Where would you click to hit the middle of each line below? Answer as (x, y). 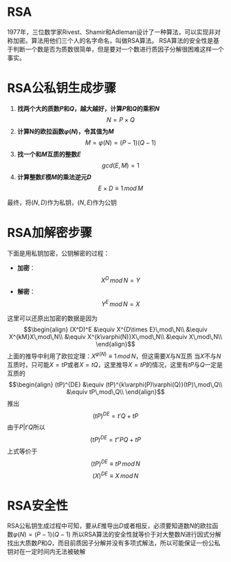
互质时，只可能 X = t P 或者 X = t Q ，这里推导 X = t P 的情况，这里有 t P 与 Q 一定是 (115, 364)
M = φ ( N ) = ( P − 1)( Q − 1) (121, 143)
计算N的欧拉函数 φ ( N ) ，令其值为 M (65, 131)
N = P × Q (121, 119)
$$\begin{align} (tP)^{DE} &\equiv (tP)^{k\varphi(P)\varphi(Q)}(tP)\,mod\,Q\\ (115, 384)
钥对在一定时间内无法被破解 (46, 552)
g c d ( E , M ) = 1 (121, 165)
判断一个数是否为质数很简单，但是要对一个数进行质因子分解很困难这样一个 (118, 49)
